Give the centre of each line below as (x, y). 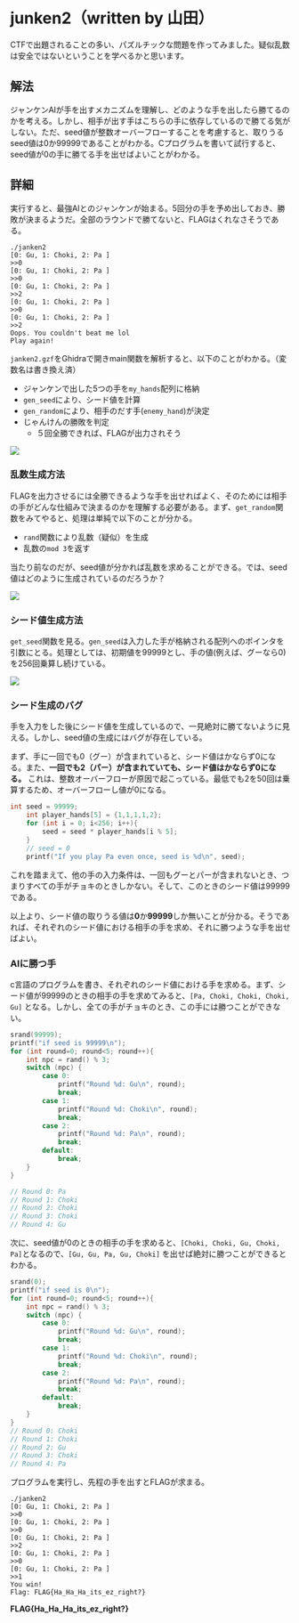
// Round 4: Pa (38, 1464)
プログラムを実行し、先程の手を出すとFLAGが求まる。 (110, 1482)
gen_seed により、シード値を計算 (82, 399)
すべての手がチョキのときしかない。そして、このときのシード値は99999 (158, 886)
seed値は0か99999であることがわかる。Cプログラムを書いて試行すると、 (145, 142)
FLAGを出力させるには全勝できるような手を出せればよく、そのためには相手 (149, 496)
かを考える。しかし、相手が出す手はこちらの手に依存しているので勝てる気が (150, 120)
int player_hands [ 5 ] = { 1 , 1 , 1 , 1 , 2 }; (94, 816)
